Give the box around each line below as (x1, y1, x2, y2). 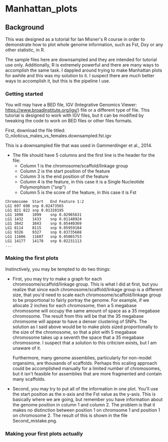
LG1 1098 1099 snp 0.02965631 (5, 212, 82, 217)
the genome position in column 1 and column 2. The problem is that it (12, 401, 155, 407)
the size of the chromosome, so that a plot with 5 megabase (12, 329, 137, 335)
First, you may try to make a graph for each (12, 276, 102, 282)
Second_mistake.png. (12, 417, 58, 423)
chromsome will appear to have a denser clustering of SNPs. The (12, 318, 147, 324)
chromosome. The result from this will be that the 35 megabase (12, 313, 144, 319)
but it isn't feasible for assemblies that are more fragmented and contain (12, 370, 162, 376)
